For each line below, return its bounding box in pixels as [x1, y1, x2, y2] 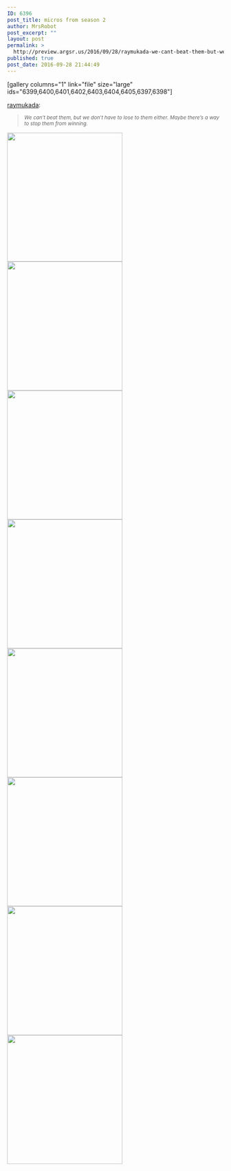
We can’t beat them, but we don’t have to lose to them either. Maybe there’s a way [23, 114, 220, 121]
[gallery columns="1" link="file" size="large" [7, 80, 133, 88]
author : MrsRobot [7, 23, 57, 30]
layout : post [7, 36, 45, 43]
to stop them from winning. [23, 120, 88, 127]
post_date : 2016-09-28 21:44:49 [7, 61, 100, 68]
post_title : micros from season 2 [7, 17, 107, 23]
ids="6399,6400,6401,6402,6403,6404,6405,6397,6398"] [7, 87, 173, 96]
